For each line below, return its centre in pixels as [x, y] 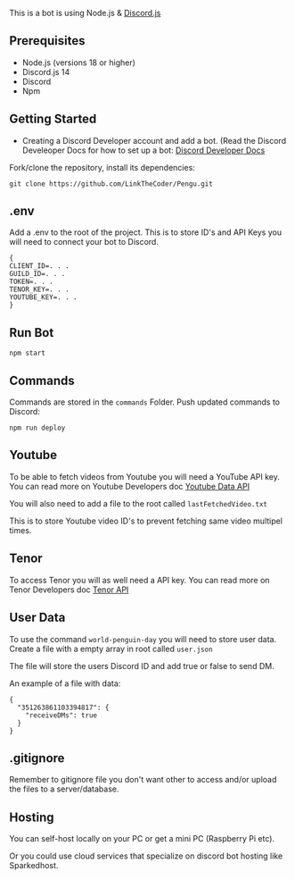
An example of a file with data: [65, 683]
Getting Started [53, 119]
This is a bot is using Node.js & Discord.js [85, 13]
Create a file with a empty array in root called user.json [111, 649]
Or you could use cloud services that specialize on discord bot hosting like [146, 856]
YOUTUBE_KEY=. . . [43, 297]
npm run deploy [37, 428]
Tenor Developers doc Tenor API [69, 590]
